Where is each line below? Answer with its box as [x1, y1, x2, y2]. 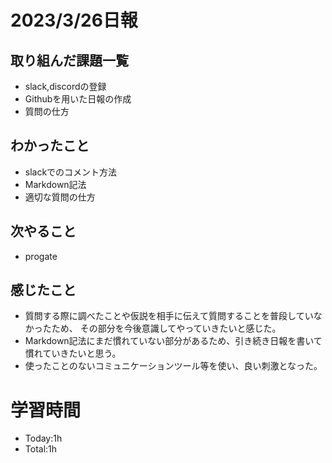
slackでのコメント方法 [24, 166, 118, 178]
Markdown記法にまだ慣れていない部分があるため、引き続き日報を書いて [24, 335, 323, 347]
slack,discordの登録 [24, 81, 107, 92]
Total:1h [24, 443, 58, 455]
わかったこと [10, 137, 90, 155]
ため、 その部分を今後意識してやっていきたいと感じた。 [51, 322, 282, 335]
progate [24, 250, 58, 262]
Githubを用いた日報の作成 [24, 93, 132, 105]
